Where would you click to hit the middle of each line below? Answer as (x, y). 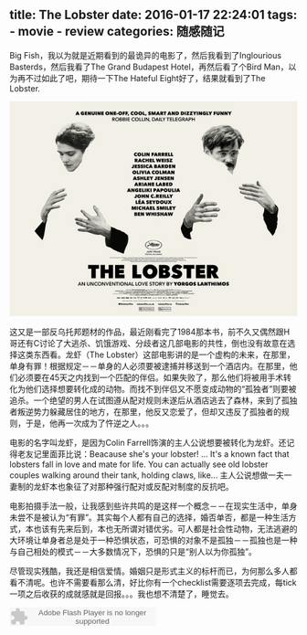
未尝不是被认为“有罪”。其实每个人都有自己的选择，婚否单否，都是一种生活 (149, 518)
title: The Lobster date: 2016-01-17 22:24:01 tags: (153, 15)
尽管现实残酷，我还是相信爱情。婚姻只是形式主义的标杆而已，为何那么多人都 (153, 571)
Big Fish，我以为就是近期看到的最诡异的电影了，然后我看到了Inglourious (145, 55)
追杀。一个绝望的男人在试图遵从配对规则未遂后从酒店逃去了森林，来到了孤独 (153, 400)
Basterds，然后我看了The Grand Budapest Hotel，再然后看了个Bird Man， (149, 67)
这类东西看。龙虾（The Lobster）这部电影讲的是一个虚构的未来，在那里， (156, 355)
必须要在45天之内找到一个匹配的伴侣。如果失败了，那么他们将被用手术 (150, 377)
